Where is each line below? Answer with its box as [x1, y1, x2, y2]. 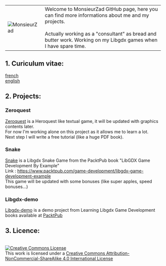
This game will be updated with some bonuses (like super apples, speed [5, 178, 152, 184]
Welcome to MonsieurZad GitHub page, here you [44, 6, 158, 12]
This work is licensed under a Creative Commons [5, 250, 105, 256]
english [5, 77, 20, 83]
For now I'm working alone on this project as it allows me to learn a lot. [5, 128, 149, 135]
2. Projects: [5, 92, 41, 101]
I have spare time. [44, 43, 86, 49]
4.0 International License [62, 255, 113, 261]
